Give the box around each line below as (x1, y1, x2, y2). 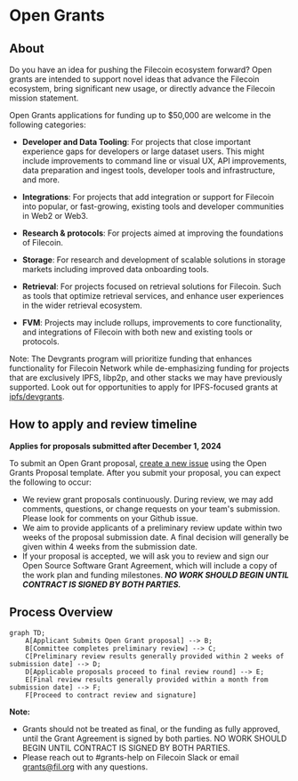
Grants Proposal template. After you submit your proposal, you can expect (9, 467, 281, 478)
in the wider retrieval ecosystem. (21, 300, 142, 310)
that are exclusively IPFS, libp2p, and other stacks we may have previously (9, 373, 283, 382)
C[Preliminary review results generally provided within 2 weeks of (25, 651, 285, 661)
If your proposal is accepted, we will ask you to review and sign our (21, 551, 270, 561)
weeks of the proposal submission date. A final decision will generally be (21, 531, 289, 543)
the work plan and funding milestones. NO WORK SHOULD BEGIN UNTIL (21, 569, 289, 580)
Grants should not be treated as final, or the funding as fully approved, (21, 723, 280, 734)
